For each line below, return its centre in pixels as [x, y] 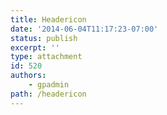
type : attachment [46, 57]
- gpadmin [49, 85]
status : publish [44, 38]
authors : [28, 76]
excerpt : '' [35, 47]
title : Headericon [48, 19]
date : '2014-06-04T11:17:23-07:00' [84, 29]
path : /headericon [48, 94]
